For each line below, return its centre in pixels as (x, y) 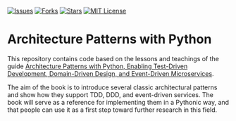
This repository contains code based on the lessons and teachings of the (113, 58)
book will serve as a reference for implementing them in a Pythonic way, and (118, 102)
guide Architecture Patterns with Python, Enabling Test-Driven (98, 66)
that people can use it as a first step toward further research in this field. (112, 110)
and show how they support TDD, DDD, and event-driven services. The (110, 94)
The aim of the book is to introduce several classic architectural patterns (112, 87)
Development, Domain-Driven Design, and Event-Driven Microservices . (111, 73)
